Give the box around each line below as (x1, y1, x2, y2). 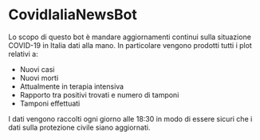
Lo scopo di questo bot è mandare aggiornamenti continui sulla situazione (8, 32, 251, 42)
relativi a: (8, 49, 38, 58)
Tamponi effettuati (19, 98, 81, 108)
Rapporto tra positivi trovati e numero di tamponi (19, 90, 179, 99)
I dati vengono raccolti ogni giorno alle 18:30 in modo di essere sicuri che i (8, 114, 253, 123)
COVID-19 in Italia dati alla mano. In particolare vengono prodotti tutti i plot (8, 40, 253, 50)
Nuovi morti (19, 73, 59, 82)
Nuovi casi (19, 64, 55, 74)
